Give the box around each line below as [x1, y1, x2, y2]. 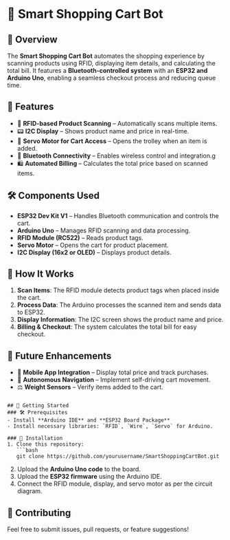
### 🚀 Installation [7, 435, 63, 442]
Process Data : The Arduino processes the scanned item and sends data [16, 301, 222, 309]
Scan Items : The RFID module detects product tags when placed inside [16, 286, 220, 294]
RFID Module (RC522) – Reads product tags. [16, 233, 144, 241]
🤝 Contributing [7, 507, 71, 519]
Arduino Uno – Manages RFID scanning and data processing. [16, 226, 191, 235]
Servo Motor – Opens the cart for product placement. [16, 241, 170, 249]
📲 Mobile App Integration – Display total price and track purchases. [16, 368, 209, 377]
